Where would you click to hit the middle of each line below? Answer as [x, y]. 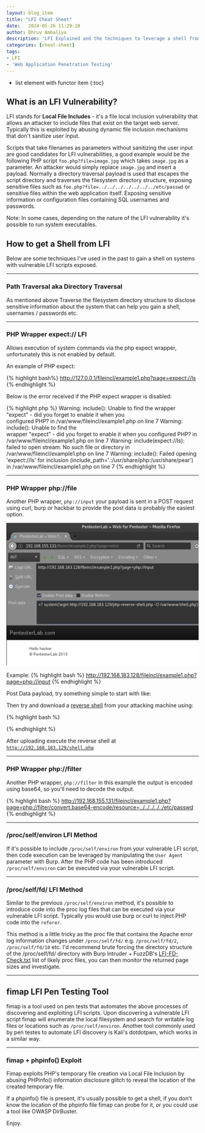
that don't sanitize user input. [43, 136]
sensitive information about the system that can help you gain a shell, [93, 306]
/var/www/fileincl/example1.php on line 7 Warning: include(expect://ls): [95, 441]
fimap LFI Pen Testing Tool [58, 992]
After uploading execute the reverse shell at [61, 741]
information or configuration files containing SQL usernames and [88, 200]
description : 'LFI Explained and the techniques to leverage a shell [97, 39]
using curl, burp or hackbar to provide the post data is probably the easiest [101, 508]
